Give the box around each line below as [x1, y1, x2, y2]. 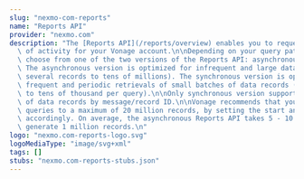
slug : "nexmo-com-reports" [9, 13, 111, 23]
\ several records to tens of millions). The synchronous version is [17, 72, 285, 81]
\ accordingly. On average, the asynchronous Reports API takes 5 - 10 [17, 114, 294, 123]
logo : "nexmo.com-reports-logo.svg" [9, 131, 147, 140]
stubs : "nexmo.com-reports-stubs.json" [9, 155, 160, 165]
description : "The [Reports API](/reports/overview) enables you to [9, 38, 273, 48]
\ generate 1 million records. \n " [17, 123, 147, 132]
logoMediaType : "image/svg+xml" [9, 139, 131, 148]
